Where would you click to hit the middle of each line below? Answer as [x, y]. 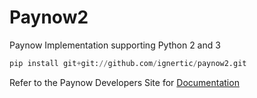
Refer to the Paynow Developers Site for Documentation [124, 82]
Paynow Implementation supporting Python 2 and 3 [115, 45]
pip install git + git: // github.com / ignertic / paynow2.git [128, 63]
